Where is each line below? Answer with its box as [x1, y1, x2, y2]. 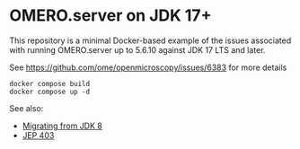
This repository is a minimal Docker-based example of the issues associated [9, 35, 292, 46]
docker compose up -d [9, 87, 91, 96]
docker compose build [9, 79, 91, 88]
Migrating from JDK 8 [22, 120, 103, 131]
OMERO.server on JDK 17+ [9, 5, 212, 26]
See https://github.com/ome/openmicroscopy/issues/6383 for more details [9, 62, 287, 73]
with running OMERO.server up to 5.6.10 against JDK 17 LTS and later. [9, 44, 266, 55]
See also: [9, 102, 44, 113]
